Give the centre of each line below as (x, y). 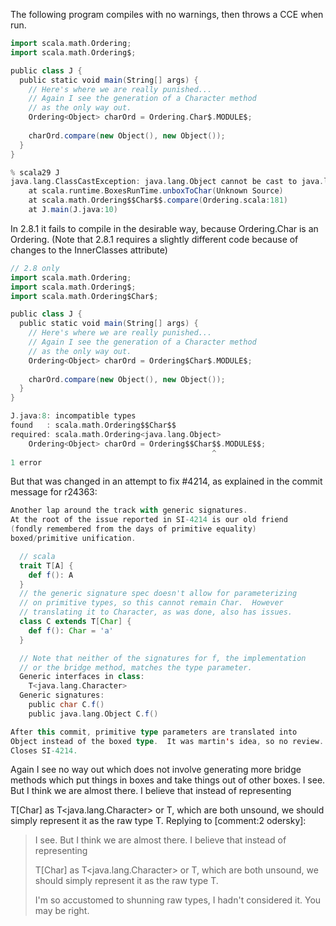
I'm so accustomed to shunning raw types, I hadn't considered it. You (178, 900)
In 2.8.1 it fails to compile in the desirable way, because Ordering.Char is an (164, 228)
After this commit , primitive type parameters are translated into (154, 732)
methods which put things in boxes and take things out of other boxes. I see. (168, 780)
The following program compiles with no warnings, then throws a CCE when (167, 14)
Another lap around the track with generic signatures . (129, 510)
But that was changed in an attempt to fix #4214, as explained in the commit (166, 481)
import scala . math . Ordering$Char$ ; (84, 296)
